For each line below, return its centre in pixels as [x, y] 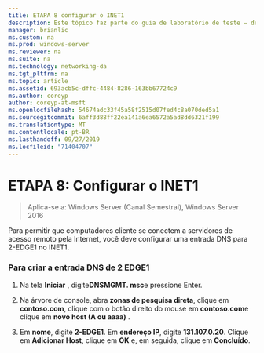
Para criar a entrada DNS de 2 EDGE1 [79, 267]
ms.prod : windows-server [49, 45]
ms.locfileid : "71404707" [50, 147]
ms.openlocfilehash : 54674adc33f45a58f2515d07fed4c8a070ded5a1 [114, 111]
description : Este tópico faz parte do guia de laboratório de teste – [128, 23]
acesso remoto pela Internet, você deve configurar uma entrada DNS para [128, 239]
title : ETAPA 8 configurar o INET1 [66, 15]
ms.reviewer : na [35, 52]
